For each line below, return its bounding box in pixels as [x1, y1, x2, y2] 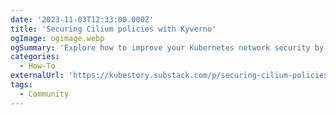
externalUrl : [10, 71, 65, 81]
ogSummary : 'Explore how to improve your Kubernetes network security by [10, 42, 325, 53]
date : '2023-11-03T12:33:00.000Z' [10, 14, 155, 25]
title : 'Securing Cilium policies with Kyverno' [10, 24, 217, 34]
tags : [10, 80, 33, 90]
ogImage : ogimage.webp [10, 33, 105, 43]
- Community [19, 89, 70, 99]
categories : [10, 52, 60, 62]
